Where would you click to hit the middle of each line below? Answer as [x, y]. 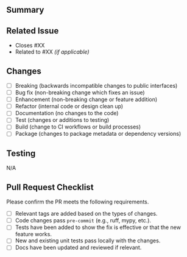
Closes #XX [30, 46]
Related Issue [33, 31]
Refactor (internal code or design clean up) [69, 107]
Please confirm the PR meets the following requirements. [78, 202]
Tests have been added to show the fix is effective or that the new [98, 227]
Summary [25, 10]
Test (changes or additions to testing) [62, 120]
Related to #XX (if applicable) [52, 52]
